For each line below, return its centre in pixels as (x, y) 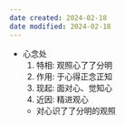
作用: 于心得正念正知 (74, 76)
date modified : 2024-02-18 (60, 26)
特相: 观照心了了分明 (74, 65)
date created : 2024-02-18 (58, 18)
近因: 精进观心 (62, 99)
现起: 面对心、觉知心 (74, 88)
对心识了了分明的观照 (76, 110)
